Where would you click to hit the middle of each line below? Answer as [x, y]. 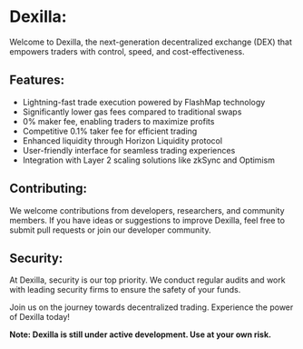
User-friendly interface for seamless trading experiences [129, 150]
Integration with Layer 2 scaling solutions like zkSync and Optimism [148, 160]
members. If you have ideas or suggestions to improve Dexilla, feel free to [147, 220]
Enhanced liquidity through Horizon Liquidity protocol [122, 140]
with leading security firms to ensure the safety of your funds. [125, 290]
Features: [37, 80]
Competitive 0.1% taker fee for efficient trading [110, 131]
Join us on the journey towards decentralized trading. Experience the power [151, 307]
